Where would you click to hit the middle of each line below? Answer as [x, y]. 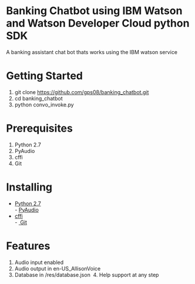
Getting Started [45, 76]
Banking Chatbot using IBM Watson [94, 11]
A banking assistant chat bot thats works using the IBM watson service [92, 52]
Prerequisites [40, 128]
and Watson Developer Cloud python [98, 23]
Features [28, 246]
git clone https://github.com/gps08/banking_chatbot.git [82, 92]
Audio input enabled [39, 262]
